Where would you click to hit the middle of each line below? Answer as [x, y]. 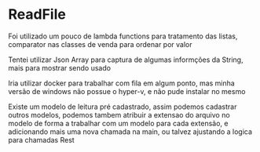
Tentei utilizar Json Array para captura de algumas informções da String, [126, 60]
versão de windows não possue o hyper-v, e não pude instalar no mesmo [127, 91]
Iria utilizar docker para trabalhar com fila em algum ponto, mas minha [122, 83]
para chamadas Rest [41, 139]
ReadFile [37, 14]
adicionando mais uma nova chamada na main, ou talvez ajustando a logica [130, 132]
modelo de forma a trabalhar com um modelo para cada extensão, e [118, 123]
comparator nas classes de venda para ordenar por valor [100, 44]
